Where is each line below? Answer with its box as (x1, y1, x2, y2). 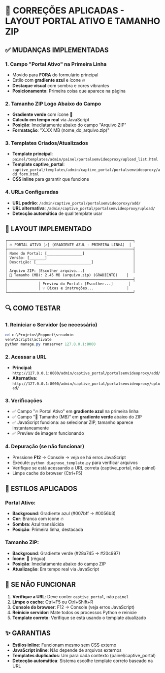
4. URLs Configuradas (5, 189, 59, 196)
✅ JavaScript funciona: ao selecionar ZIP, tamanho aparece (12, 419, 134, 425)
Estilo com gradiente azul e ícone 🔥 (12, 77, 85, 83)
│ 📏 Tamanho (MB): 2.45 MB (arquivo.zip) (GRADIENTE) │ (5, 272, 129, 277)
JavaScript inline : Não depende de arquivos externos (12, 647, 122, 653)
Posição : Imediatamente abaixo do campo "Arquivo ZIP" (12, 122, 127, 128)
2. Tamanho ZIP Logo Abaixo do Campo (5, 100, 101, 107)
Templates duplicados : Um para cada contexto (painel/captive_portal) (12, 653, 156, 659)
